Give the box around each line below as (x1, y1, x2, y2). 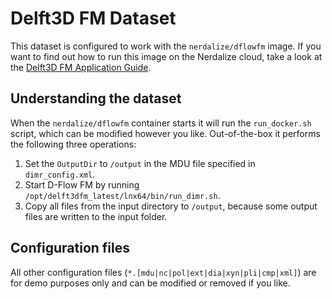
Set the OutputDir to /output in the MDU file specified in (24, 157, 256, 169)
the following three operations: (10, 138, 137, 150)
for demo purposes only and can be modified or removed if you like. (10, 277, 291, 289)
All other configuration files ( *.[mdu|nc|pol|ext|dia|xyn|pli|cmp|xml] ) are (10, 266, 317, 278)
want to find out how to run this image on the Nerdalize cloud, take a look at (10, 50, 323, 62)
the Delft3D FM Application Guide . (10, 61, 152, 73)
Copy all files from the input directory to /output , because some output (24, 200, 318, 212)
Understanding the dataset (10, 90, 182, 107)
